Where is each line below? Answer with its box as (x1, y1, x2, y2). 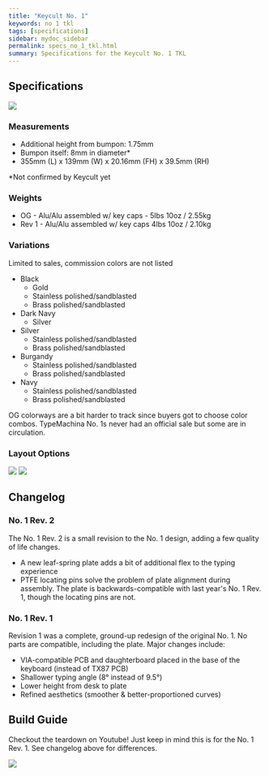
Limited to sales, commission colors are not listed (8, 258, 173, 268)
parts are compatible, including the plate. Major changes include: (8, 639, 225, 649)
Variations (8, 240, 50, 251)
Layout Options (8, 448, 70, 459)
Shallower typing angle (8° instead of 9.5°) (19, 672, 163, 682)
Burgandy (19, 351, 53, 361)
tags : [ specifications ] (8, 27, 89, 35)
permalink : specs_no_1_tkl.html (8, 42, 117, 50)
